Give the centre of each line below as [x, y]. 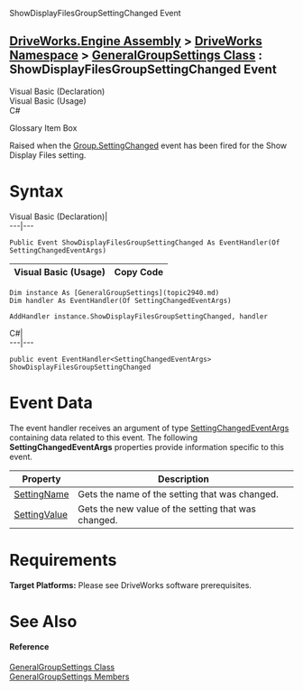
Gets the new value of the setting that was [167, 509]
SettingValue [41, 514]
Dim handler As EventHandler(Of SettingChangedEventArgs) [120, 300]
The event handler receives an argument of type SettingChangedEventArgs [149, 428]
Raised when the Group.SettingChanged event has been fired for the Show [148, 145]
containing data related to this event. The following [104, 438]
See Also [43, 621]
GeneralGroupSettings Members [69, 677]
